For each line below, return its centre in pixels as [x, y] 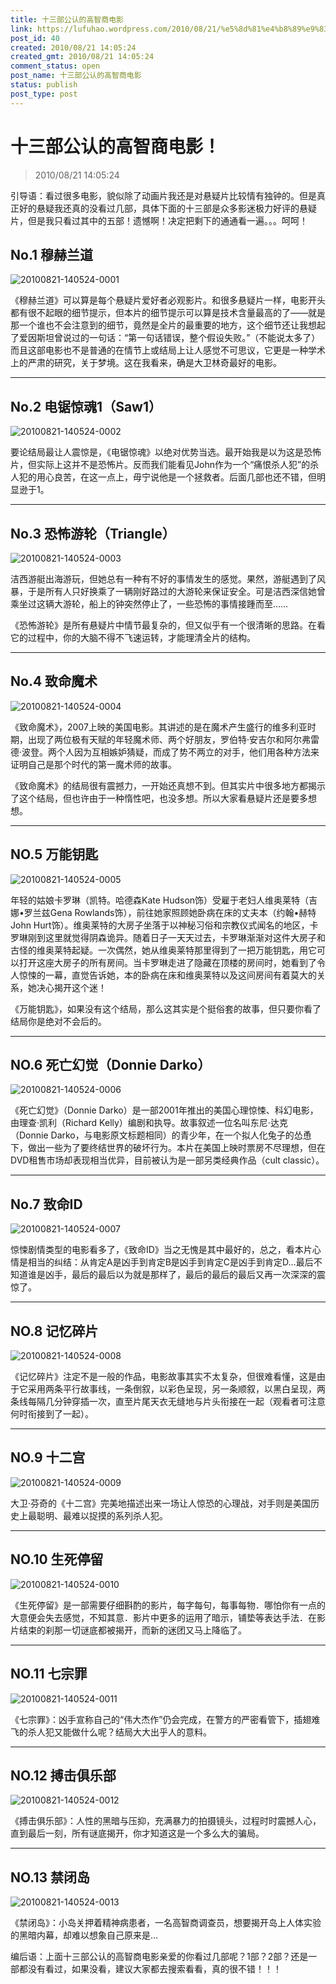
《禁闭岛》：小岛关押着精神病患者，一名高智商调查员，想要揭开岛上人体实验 [166, 1923]
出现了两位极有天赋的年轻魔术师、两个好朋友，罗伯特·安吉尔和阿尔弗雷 [173, 739]
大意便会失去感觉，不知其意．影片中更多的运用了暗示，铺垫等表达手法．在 [163, 1617]
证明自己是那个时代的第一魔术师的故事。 [93, 764]
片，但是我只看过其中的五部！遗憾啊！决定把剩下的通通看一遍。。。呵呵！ [159, 220]
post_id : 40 [35, 38]
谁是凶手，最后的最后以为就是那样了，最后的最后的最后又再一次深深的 [172, 1275]
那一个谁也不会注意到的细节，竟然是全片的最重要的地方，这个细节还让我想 [163, 325]
